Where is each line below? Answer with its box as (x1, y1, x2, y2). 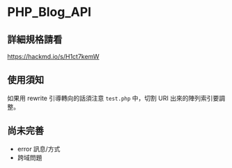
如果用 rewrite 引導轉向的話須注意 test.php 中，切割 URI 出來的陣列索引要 (7, 94, 219, 102)
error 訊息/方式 (17, 144, 61, 153)
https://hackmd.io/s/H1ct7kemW (7, 53, 100, 60)
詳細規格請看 (7, 33, 63, 45)
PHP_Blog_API (7, 4, 92, 20)
